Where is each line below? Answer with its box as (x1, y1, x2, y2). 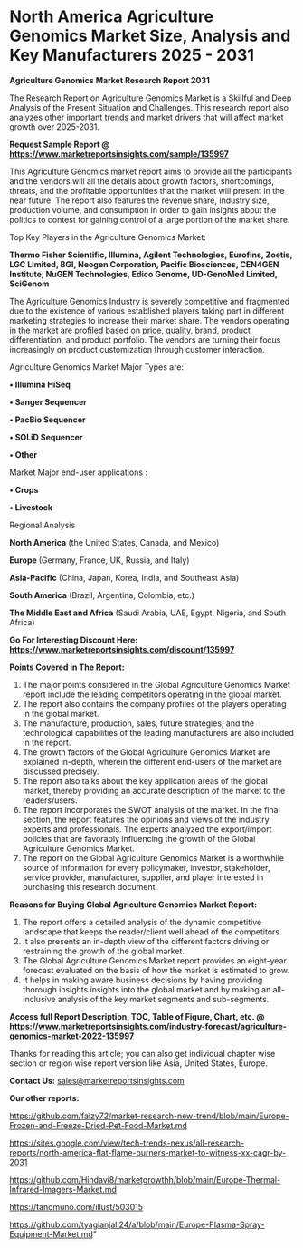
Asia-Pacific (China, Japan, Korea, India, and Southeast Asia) (9, 572, 240, 583)
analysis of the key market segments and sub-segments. (57, 993, 270, 1004)
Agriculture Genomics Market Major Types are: (9, 361, 184, 372)
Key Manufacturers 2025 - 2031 (9, 45, 255, 65)
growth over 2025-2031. (9, 121, 100, 132)
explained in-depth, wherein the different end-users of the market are (22, 756, 282, 767)
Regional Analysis (9, 519, 76, 530)
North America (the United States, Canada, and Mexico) (9, 537, 220, 547)
